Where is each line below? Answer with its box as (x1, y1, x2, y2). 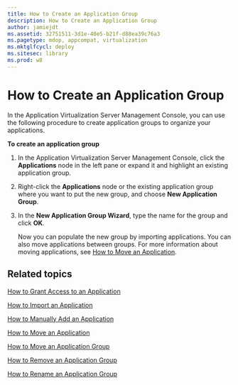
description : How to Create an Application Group (7, 17, 158, 24)
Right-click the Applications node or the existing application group (17, 182, 214, 190)
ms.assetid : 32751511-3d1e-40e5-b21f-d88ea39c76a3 (7, 30, 161, 38)
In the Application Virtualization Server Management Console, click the (17, 153, 225, 162)
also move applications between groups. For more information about (17, 239, 218, 249)
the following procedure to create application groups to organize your (7, 118, 211, 126)
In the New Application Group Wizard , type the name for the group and (17, 211, 229, 219)
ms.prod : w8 (7, 57, 43, 64)
